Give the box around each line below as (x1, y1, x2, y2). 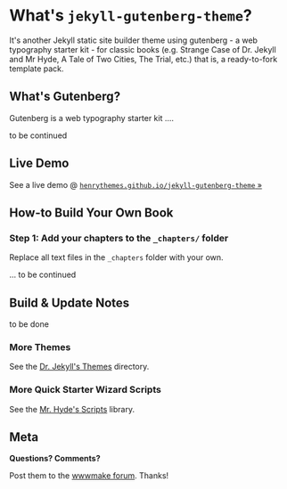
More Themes (9, 340, 71, 353)
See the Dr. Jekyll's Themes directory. (9, 362, 150, 372)
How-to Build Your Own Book (9, 205, 174, 220)
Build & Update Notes (9, 295, 130, 310)
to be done (9, 319, 49, 330)
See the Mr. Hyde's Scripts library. (9, 403, 135, 414)
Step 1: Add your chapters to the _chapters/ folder (9, 232, 229, 244)
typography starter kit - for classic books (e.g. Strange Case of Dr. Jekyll (9, 44, 276, 54)
